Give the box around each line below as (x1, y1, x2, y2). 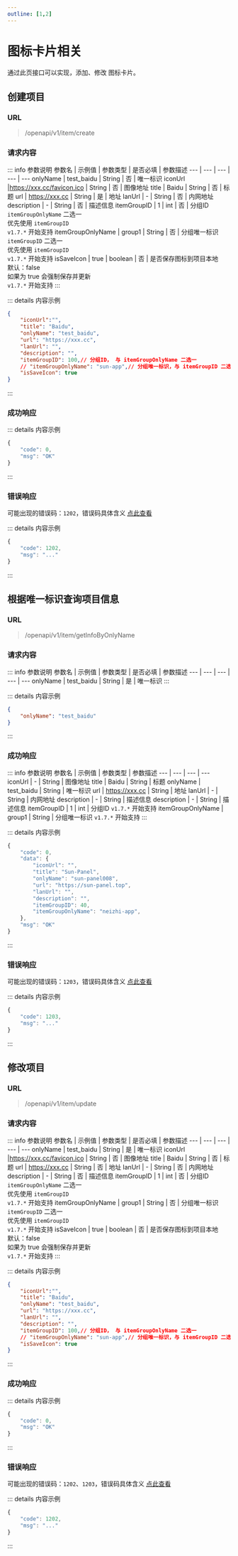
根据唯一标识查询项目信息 (7, 593, 119, 605)
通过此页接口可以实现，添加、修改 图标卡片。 (7, 68, 140, 77)
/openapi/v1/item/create (24, 129, 95, 137)
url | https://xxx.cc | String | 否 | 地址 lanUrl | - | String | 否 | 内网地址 (15, 1162, 214, 1171)
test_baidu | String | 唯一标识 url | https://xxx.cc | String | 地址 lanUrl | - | (7, 786, 218, 794)
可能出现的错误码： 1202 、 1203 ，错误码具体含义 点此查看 (7, 1479, 171, 1489)
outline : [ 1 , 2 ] (7, 10, 52, 18)
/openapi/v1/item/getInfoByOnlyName (24, 631, 135, 639)
